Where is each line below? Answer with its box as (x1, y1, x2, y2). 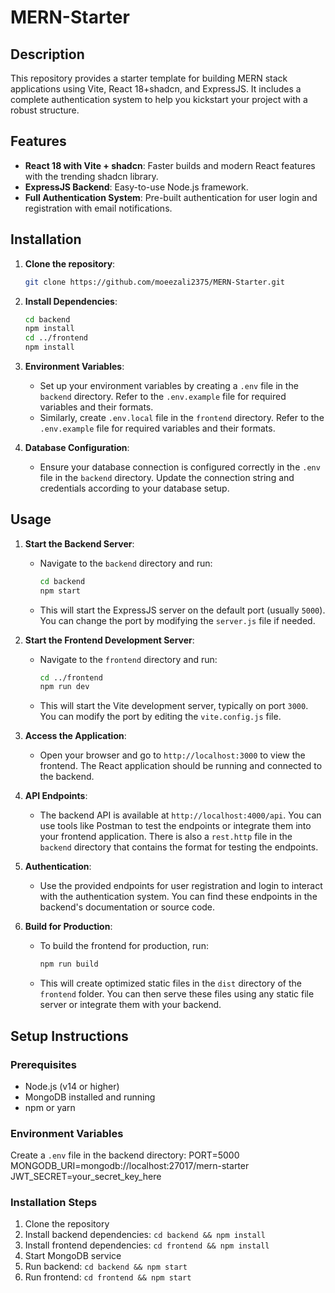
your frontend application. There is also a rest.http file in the (39, 831, 293, 843)
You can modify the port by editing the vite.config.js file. (39, 711, 282, 723)
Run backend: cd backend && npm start (24, 1261, 188, 1273)
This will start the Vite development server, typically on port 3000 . (39, 700, 309, 712)
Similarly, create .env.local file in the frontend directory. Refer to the (39, 412, 325, 423)
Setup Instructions (10, 1027, 129, 1045)
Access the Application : (24, 730, 127, 742)
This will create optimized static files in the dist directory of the (39, 977, 302, 990)
